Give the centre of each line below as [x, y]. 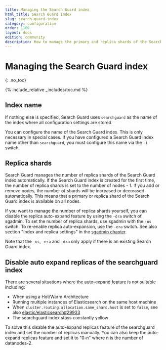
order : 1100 [17, 28]
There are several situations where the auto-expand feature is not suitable [81, 282]
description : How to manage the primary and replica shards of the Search [84, 42]
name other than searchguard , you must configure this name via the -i [77, 142]
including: [15, 287]
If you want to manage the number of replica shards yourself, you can [76, 211]
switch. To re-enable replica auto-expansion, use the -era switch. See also [81, 227]
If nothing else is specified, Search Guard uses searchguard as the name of [81, 117]
